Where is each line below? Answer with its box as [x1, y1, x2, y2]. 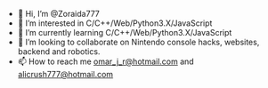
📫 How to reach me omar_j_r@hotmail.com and [17, 56, 194, 67]
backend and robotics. [17, 46, 101, 57]
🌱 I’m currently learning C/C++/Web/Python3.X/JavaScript [17, 28, 232, 37]
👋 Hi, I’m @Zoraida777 [17, 9, 100, 19]
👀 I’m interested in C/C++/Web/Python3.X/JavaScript [17, 18, 213, 28]
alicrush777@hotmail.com [17, 69, 114, 79]
